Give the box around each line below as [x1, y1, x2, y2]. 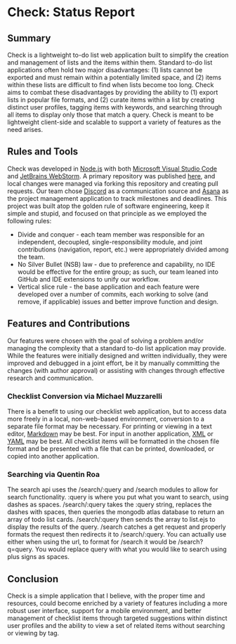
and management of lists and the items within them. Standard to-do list [7, 58, 213, 67]
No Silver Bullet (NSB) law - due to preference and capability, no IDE [17, 260, 216, 268]
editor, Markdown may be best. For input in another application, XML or [7, 429, 214, 438]
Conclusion [7, 573, 59, 585]
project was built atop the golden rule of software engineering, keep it [7, 202, 209, 210]
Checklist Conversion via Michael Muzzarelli [7, 391, 163, 401]
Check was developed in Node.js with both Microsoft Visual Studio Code [7, 164, 218, 173]
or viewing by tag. [7, 629, 60, 638]
